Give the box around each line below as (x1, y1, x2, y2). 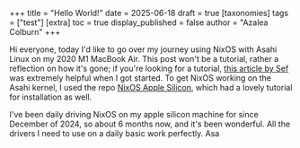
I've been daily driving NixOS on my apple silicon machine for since (9, 109, 259, 119)
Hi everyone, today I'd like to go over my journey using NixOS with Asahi (9, 44, 278, 55)
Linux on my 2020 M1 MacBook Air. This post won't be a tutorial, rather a (9, 54, 279, 64)
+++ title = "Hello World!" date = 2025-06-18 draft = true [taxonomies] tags (9, 8, 289, 18)
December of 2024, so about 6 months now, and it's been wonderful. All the (9, 118, 290, 129)
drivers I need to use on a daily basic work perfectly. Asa (9, 128, 220, 138)
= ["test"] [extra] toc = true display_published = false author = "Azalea (9, 17, 269, 28)
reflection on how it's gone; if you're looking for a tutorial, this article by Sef (9, 63, 289, 74)
